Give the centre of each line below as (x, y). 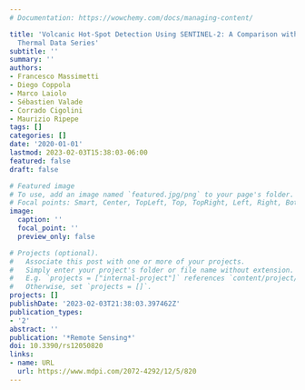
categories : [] (38, 136)
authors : (26, 68)
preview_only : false (56, 236)
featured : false (40, 161)
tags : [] (26, 127)
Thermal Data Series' (59, 43)
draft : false (34, 169)
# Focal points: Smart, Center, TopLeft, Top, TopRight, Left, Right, (146, 203)
